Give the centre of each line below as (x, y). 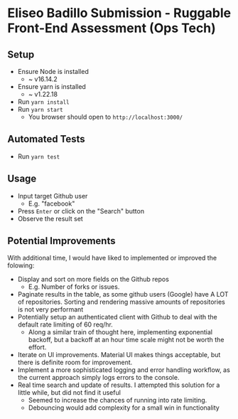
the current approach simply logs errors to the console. (98, 378)
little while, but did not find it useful (69, 393)
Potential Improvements (61, 241)
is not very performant (50, 309)
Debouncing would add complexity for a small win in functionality (124, 408)
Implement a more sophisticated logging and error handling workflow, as (124, 370)
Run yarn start (40, 109)
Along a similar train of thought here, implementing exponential (120, 332)
